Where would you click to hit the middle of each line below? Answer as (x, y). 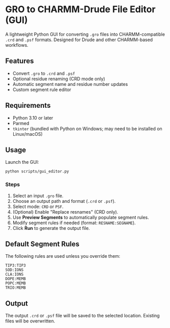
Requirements (28, 106)
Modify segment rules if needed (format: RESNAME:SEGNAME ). (74, 223)
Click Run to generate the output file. (51, 228)
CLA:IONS (14, 275)
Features (20, 61)
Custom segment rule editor (42, 90)
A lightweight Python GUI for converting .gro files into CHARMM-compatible (85, 34)
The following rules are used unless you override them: (63, 256)
